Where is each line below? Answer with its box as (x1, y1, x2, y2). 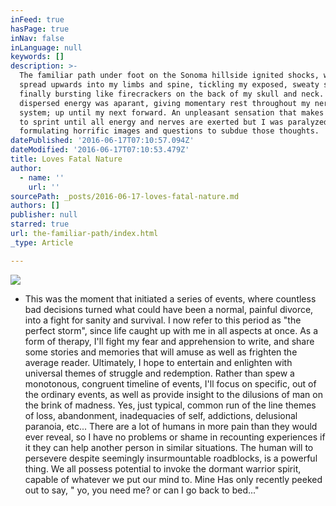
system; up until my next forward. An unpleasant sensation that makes (19, 107, 325, 118)
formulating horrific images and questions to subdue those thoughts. (19, 126, 320, 136)
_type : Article (10, 237, 74, 248)
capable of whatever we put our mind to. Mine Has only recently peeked (24, 473, 323, 485)
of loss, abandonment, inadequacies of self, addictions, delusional (24, 409, 298, 421)
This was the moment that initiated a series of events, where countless (24, 292, 317, 305)
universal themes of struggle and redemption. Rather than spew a (24, 367, 295, 379)
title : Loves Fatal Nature (10, 154, 123, 164)
